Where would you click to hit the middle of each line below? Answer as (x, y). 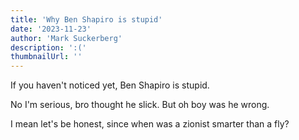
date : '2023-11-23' (51, 29)
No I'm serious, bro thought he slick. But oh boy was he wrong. (140, 105)
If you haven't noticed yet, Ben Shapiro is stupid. (110, 85)
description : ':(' (48, 47)
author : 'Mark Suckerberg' (66, 38)
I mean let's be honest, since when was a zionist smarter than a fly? (150, 124)
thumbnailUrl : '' (46, 57)
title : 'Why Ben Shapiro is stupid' (86, 19)
